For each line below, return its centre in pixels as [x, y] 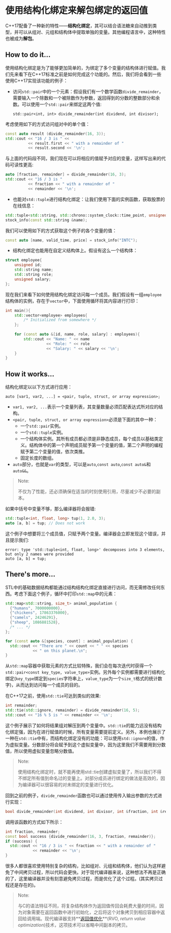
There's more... [31, 574]
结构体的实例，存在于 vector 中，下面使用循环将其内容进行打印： [72, 301]
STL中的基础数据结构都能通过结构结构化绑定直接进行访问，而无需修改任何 [83, 587]
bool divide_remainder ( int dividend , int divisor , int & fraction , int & [84, 811]
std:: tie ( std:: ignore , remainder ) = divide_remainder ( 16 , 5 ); [73, 710]
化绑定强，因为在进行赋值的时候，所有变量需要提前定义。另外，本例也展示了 [85, 731]
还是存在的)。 [24, 885]
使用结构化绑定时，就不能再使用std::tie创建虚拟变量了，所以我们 [85, 772]
